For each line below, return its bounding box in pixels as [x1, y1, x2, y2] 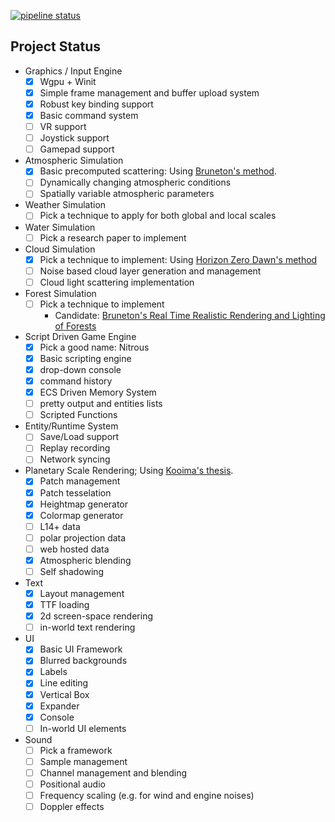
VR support [39, 121, 87, 133]
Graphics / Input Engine [24, 65, 123, 77]
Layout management [39, 588, 125, 599]
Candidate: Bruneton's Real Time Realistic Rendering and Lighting [54, 309, 326, 321]
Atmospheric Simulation [24, 155, 124, 167]
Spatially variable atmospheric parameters [39, 188, 215, 200]
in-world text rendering [39, 621, 136, 634]
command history [39, 375, 113, 387]
